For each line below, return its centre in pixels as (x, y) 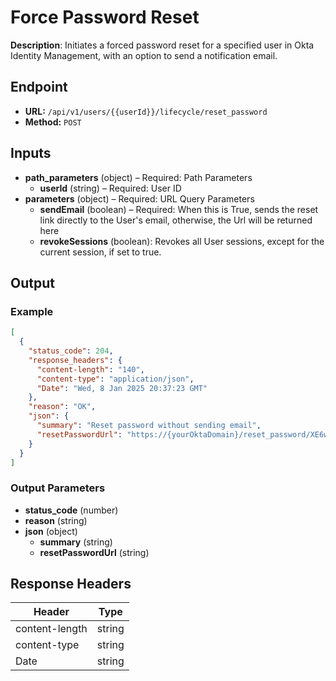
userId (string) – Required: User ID (110, 188)
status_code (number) (71, 510)
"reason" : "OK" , (62, 407)
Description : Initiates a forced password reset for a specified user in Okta (162, 45)
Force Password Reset (105, 17)
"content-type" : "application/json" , (115, 379)
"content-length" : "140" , (90, 369)
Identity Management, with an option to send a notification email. (144, 55)
